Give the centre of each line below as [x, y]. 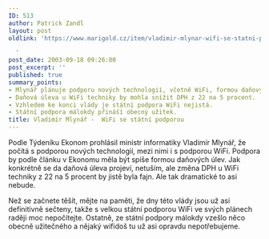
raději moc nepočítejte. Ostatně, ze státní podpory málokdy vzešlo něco [127, 218]
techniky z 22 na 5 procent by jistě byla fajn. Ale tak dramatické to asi [123, 176]
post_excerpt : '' [37, 68]
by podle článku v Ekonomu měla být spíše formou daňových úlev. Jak [124, 160]
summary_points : [35, 82]
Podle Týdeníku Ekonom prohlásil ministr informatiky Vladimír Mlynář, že [127, 142]
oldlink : [23, 38]
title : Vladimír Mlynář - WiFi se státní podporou [96, 120]
